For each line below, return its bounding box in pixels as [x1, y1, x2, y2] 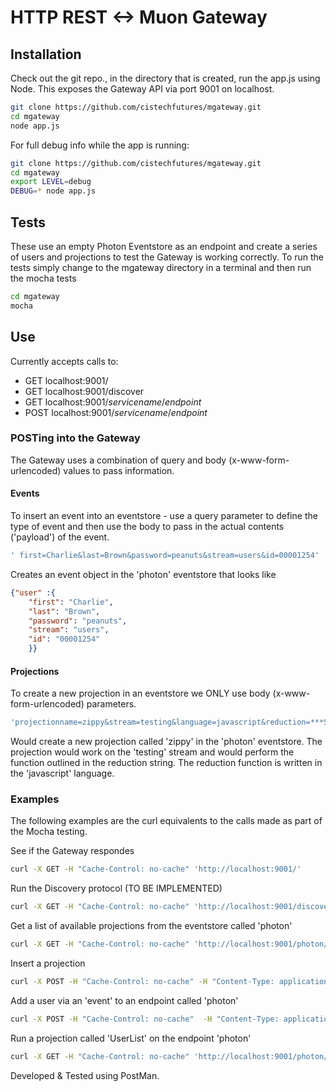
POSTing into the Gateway [10, 431, 141, 445]
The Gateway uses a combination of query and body [10, 454, 227, 466]
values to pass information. [63, 464, 175, 476]
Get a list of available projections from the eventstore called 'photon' [10, 920, 293, 932]
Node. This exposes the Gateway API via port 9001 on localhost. [10, 83, 275, 95]
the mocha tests [10, 272, 77, 284]
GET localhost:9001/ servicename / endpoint [24, 396, 202, 408]
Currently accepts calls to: [10, 355, 119, 367]
